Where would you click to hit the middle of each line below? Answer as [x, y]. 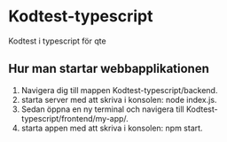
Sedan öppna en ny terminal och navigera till [103, 109]
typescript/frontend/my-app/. [75, 118]
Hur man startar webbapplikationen [109, 69]
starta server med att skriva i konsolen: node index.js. [119, 99]
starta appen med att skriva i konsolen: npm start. [112, 128]
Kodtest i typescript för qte [58, 41]
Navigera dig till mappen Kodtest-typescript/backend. [119, 90]
